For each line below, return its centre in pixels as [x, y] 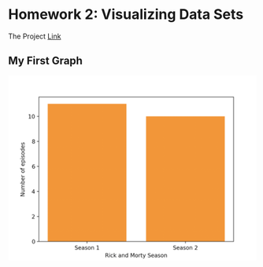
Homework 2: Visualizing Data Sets [126, 15]
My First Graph [45, 61]
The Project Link [35, 36]
